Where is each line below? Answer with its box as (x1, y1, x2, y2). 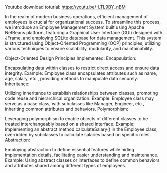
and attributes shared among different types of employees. (5, 163, 126, 168)
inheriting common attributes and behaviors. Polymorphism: (5, 106, 129, 112)
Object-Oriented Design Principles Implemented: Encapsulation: (5, 55, 137, 61)
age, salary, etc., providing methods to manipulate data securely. (5, 76, 138, 81)
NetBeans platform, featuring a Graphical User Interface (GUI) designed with (5, 30, 163, 35)
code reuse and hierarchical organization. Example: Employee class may (5, 95, 154, 101)
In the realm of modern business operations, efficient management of (5, 14, 148, 19)
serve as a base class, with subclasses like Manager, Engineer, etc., (5, 101, 145, 106)
